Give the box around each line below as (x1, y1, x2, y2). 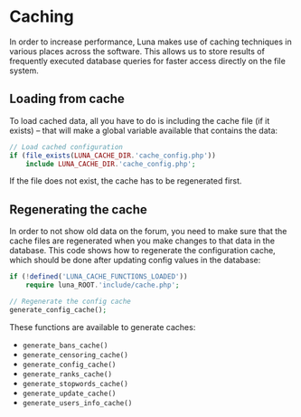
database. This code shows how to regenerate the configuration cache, (9, 245, 276, 256)
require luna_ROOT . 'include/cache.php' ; (25, 280, 180, 290)
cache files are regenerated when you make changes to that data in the (9, 235, 276, 246)
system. (9, 65, 39, 76)
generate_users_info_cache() (22, 398, 133, 408)
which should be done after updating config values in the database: (9, 255, 261, 266)
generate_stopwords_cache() (22, 379, 128, 388)
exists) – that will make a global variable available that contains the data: (9, 125, 278, 136)
